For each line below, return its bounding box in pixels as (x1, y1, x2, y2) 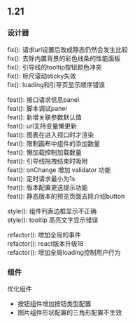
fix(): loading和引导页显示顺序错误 (7, 80, 106, 88)
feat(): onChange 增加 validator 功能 (7, 165, 111, 174)
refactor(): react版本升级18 (7, 239, 84, 248)
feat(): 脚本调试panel (7, 104, 68, 112)
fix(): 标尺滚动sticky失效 (7, 72, 77, 80)
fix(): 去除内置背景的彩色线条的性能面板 (7, 54, 121, 62)
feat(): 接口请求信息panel (7, 95, 80, 104)
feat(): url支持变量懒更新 (7, 121, 77, 130)
